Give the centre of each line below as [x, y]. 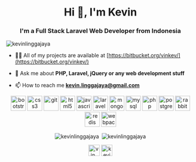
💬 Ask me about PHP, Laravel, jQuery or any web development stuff [100, 74]
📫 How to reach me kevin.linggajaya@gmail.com [77, 85]
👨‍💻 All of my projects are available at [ [62, 56]
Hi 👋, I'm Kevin [100, 12]
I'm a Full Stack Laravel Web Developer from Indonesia [100, 31]
